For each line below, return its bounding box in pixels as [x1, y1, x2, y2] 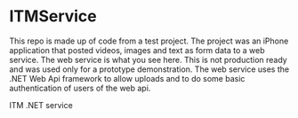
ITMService [9, 6, 98, 27]
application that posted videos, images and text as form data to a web [9, 44, 265, 55]
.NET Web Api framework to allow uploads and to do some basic [9, 73, 246, 83]
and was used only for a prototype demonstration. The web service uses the [9, 64, 290, 75]
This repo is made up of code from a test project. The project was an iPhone [9, 35, 289, 46]
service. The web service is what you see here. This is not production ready [9, 54, 287, 65]
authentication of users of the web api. [9, 83, 151, 93]
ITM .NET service [9, 99, 73, 110]
